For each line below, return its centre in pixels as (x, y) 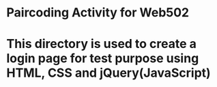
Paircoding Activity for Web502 (98, 13)
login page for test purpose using (103, 59)
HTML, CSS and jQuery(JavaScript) (108, 73)
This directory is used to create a (102, 44)
